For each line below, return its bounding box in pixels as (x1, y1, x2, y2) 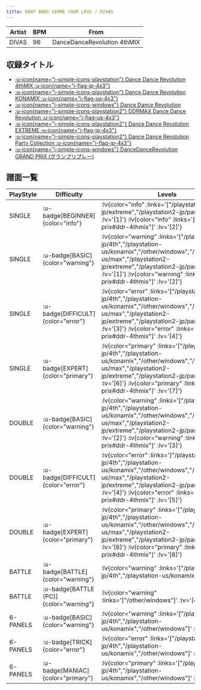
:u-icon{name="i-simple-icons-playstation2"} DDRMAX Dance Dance (14, 108, 187, 115)
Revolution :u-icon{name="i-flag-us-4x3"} (14, 114, 120, 121)
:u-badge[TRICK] (42, 638, 93, 646)
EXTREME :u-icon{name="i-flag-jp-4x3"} (14, 127, 117, 134)
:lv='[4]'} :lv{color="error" (101, 488, 175, 497)
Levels (157, 190, 177, 199)
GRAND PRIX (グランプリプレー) (14, 153, 95, 160)
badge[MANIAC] (42, 667, 90, 675)
